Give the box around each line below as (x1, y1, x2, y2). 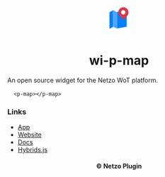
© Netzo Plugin (96, 161, 142, 170)
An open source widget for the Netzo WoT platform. (7, 76, 158, 84)
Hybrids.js (17, 146, 48, 154)
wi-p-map (89, 52, 149, 69)
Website (17, 130, 42, 139)
